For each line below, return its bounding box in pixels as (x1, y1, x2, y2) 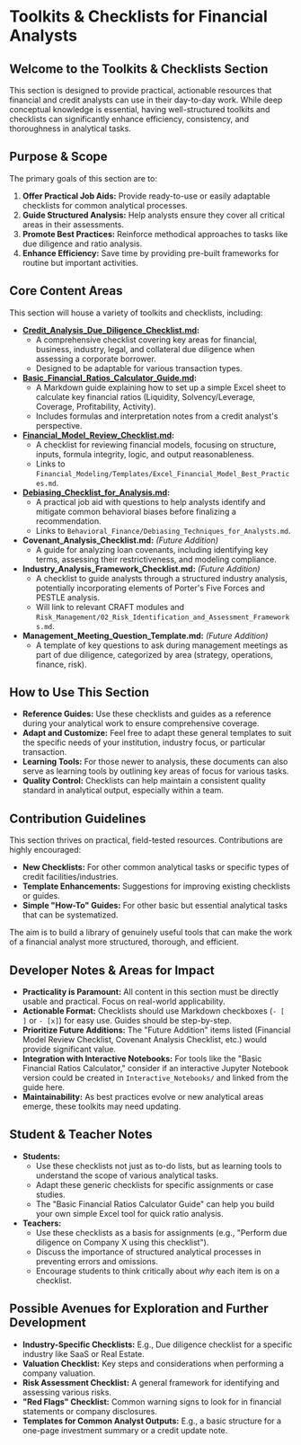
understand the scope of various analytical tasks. (35, 1170, 219, 1181)
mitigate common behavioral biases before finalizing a (35, 506, 236, 517)
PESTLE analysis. (35, 591, 101, 603)
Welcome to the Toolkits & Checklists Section (9, 61, 269, 76)
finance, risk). (35, 659, 87, 669)
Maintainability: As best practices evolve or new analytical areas (22, 1092, 264, 1103)
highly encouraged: (9, 845, 82, 855)
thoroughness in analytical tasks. (9, 123, 132, 134)
